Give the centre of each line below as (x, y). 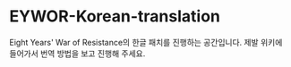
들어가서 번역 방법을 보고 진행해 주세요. (77, 53)
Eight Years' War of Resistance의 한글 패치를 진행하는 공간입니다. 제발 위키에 (146, 42)
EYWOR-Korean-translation (115, 17)
